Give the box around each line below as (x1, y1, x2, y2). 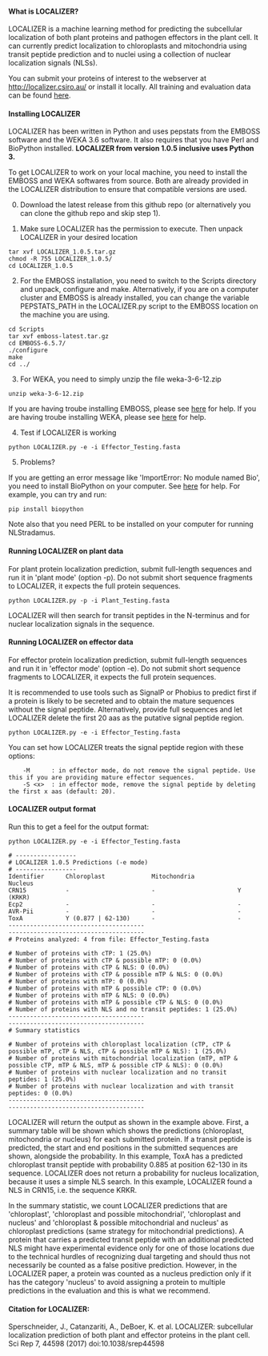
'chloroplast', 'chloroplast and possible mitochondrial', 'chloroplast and (8, 1210, 242, 1219)
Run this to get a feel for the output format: (8, 822, 150, 832)
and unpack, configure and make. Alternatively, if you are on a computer (19, 285, 259, 294)
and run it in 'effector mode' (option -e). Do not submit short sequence (8, 664, 242, 673)
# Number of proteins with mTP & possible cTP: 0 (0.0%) (8, 984, 202, 993)
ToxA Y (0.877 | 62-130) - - (8, 915, 242, 923)
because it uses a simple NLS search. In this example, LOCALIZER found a (8, 1177, 253, 1186)
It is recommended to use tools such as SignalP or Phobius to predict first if (8, 688, 258, 697)
